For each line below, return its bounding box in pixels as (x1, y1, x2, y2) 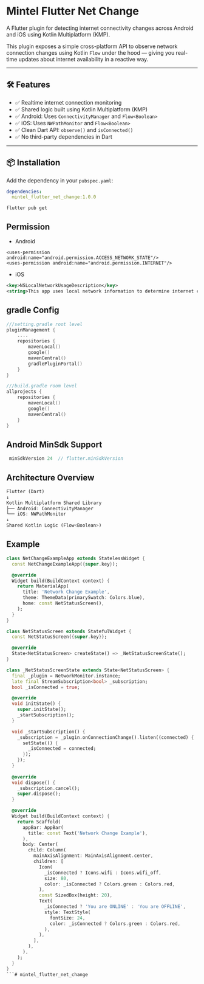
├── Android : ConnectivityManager (6, 505, 94, 511)
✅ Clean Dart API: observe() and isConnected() (15, 126, 134, 133)
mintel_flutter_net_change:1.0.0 (12, 194, 97, 200)
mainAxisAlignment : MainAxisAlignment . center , (33, 853, 154, 859)
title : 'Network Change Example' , (22, 589, 110, 595)
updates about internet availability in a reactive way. (18, 55, 149, 63)
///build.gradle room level (6, 383, 78, 389)
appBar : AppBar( (22, 824, 64, 831)
